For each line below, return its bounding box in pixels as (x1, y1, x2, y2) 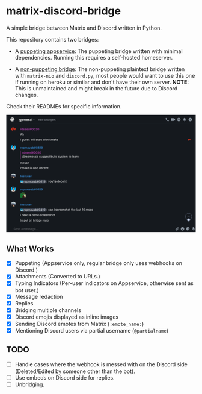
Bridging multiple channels (14, 306, 81, 314)
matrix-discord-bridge (6, 4, 121, 18)
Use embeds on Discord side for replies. (14, 374, 115, 381)
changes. (14, 91, 38, 98)
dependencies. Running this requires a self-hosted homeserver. (14, 54, 173, 61)
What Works (6, 243, 54, 254)
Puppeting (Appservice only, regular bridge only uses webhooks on (14, 260, 182, 267)
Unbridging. (14, 381, 45, 388)
